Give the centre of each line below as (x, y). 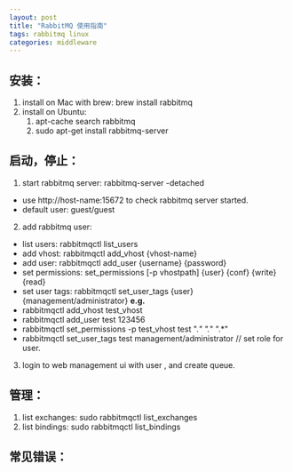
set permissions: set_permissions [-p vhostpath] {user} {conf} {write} (149, 272)
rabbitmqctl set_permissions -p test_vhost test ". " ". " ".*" (125, 329)
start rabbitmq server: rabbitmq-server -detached (113, 182)
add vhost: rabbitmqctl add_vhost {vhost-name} (110, 253)
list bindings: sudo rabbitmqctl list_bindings (101, 427)
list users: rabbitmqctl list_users (80, 244)
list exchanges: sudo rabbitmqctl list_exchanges (110, 417)
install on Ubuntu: (54, 112)
